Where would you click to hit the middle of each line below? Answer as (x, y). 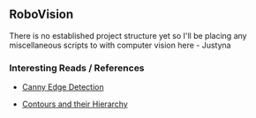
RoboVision (41, 15)
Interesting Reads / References (77, 68)
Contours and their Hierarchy (75, 104)
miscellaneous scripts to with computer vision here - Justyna (120, 45)
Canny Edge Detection (63, 87)
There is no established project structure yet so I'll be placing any (128, 35)
